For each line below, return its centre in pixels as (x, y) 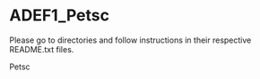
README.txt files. (42, 49)
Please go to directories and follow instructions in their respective (130, 40)
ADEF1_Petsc (60, 16)
